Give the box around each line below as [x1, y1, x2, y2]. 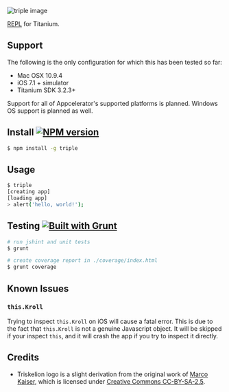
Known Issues [7, 283, 69, 294]
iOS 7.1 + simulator [16, 78, 69, 87]
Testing [7, 220, 40, 232]
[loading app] [7, 195, 48, 202]
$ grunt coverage [7, 263, 57, 271]
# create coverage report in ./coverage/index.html [7, 257, 158, 264]
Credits [7, 351, 40, 364]
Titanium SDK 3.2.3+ [16, 86, 76, 94]
